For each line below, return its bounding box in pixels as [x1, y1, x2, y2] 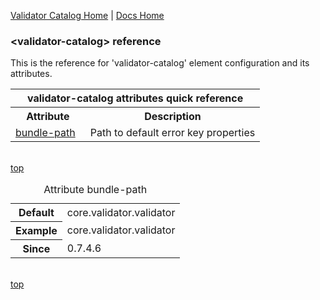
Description [144, 110, 202, 124]
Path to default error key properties [89, 126, 256, 140]
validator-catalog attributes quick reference [27, 91, 244, 105]
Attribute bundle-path [43, 183, 148, 197]
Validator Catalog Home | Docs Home [10, 10, 165, 21]
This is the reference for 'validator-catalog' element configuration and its [10, 57, 310, 69]
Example [15, 224, 58, 238]
